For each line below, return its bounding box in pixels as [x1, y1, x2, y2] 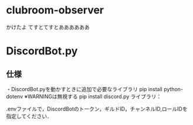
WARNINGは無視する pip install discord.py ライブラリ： [27, 93, 162, 100]
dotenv [6, 93, 23, 100]
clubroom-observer [6, 4, 104, 17]
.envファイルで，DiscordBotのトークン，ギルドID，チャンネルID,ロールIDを [6, 105, 188, 112]
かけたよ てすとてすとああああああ [6, 23, 90, 30]
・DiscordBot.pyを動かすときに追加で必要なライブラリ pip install [6, 85, 162, 92]
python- [163, 85, 184, 92]
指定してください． [6, 112, 53, 120]
